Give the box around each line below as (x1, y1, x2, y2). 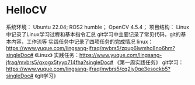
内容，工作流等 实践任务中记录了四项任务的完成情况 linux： (11, 38, 154, 45)
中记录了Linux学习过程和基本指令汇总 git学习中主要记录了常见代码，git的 (6, 30, 181, 38)
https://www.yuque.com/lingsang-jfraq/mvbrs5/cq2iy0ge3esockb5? (6, 65, 171, 72)
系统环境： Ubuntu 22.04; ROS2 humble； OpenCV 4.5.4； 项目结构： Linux (6, 23, 190, 30)
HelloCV (6, 3, 47, 17)
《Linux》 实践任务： (34, 51, 80, 58)
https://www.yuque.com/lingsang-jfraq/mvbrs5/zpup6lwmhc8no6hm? (6, 44, 175, 51)
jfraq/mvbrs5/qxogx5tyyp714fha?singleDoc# (6, 59, 114, 66)
